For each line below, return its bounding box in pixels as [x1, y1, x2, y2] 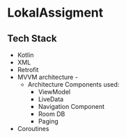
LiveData [38, 95, 64, 103]
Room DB [38, 110, 65, 118]
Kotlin [17, 51, 34, 59]
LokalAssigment [7, 5, 104, 21]
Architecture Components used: [27, 80, 120, 88]
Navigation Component [38, 103, 105, 110]
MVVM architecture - [17, 73, 79, 81]
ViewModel [38, 88, 71, 96]
